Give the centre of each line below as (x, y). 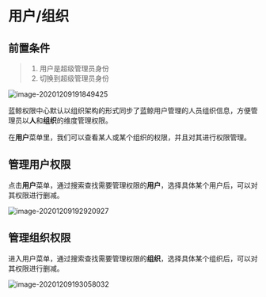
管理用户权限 (40, 164)
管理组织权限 (40, 238)
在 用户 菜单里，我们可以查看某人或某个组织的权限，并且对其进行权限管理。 (129, 137)
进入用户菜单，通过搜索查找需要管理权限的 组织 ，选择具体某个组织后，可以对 (133, 258)
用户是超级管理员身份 (74, 69)
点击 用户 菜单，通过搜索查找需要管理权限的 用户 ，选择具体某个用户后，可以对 (133, 185)
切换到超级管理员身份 (74, 78)
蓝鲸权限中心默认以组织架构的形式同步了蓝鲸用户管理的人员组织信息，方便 (129, 110)
